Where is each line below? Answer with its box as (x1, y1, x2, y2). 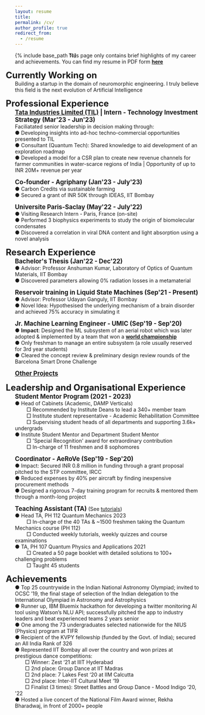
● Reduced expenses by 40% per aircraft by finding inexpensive (15, 475, 172, 482)
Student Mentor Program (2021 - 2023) (15, 392, 132, 401)
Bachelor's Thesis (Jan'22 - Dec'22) (15, 257, 123, 265)
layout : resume (15, 8, 52, 15)
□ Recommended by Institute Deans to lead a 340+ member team (26, 406, 186, 413)
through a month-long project (15, 493, 87, 500)
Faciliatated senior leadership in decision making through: (15, 123, 154, 130)
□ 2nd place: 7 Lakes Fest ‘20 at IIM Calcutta (25, 671, 134, 678)
